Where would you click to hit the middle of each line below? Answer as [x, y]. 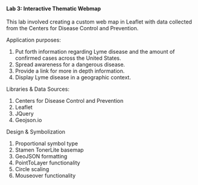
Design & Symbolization [36, 132]
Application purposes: [34, 40]
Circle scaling [32, 169]
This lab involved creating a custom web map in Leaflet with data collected [99, 22]
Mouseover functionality [45, 176]
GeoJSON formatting [41, 157]
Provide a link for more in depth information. [70, 71]
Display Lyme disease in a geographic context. [73, 77]
